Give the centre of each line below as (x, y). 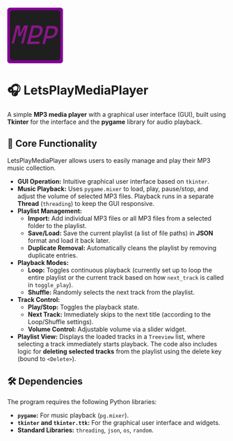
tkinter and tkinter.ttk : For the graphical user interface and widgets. (119, 422)
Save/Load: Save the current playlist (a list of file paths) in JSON (120, 233)
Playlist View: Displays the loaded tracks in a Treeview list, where (111, 336)
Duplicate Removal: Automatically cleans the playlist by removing (122, 248)
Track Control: (39, 299)
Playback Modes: (43, 262)
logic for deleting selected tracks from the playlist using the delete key (119, 351)
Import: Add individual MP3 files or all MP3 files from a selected (120, 218)
